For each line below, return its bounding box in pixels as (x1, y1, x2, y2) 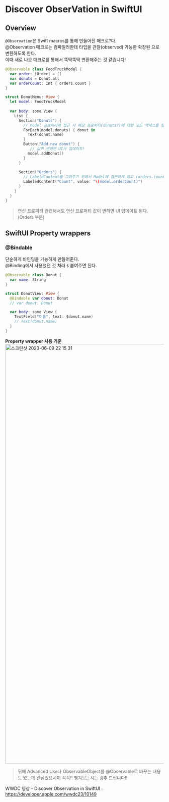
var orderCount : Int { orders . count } (10, 81, 92, 86)
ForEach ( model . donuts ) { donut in (23, 127, 96, 132)
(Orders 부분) (17, 214, 45, 220)
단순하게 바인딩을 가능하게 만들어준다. (5, 256, 79, 262)
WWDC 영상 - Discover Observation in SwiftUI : (5, 785, 103, 791)
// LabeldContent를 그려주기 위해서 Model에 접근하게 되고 (23, 174, 134, 180)
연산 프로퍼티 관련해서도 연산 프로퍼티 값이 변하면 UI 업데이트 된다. (17, 208, 148, 214)
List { (14, 113, 28, 118)
